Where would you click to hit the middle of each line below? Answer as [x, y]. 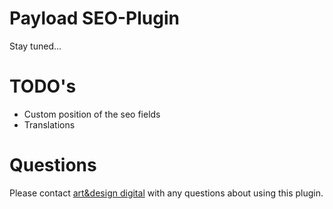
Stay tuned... [35, 46]
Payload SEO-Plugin [94, 18]
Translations [49, 124]
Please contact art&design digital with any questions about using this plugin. [166, 193]
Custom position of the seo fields [92, 114]
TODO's [43, 86]
